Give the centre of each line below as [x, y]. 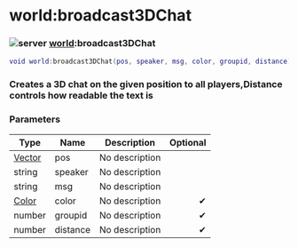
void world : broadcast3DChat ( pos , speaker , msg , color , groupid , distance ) [150, 62]
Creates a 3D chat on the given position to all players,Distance [146, 84]
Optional [188, 142]
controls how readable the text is [81, 96]
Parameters [35, 119]
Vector [27, 157]
